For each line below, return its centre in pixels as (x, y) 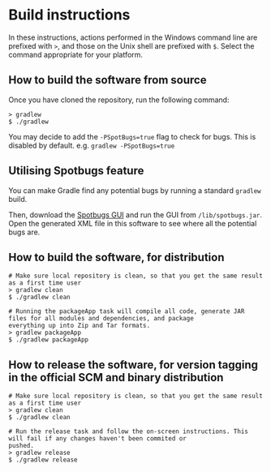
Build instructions (69, 15)
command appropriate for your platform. (76, 54)
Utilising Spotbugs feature (76, 171)
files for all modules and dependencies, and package (101, 319)
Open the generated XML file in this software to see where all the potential (133, 223)
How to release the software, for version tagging (133, 365)
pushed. (22, 446)
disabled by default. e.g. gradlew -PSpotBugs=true (92, 145)
